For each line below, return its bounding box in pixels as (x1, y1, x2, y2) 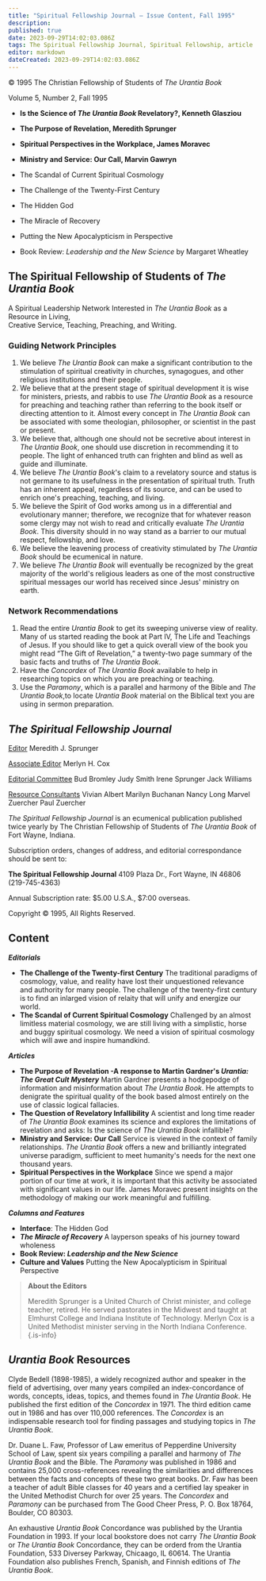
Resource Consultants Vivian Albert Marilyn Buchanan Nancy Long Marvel (8, 790, 251, 799)
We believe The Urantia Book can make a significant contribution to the (19, 358, 253, 367)
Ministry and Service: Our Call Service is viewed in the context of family (19, 1133, 257, 1143)
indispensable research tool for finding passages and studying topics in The (8, 1416, 256, 1425)
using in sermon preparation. (19, 699, 115, 709)
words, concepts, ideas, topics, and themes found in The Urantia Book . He (8, 1391, 252, 1401)
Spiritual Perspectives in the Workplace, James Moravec (19, 139, 211, 148)
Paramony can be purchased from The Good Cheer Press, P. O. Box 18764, (8, 1499, 253, 1509)
